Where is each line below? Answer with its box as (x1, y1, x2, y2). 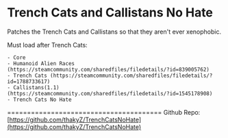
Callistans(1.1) (13, 84, 60, 91)
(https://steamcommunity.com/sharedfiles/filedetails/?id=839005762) (7, 66, 210, 73)
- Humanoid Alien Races (7, 60, 75, 67)
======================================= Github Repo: (7, 108, 201, 116)
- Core (7, 54, 26, 61)
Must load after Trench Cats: (7, 41, 88, 49)
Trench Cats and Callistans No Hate (7, 5, 214, 21)
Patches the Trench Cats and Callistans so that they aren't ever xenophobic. (7, 27, 221, 36)
